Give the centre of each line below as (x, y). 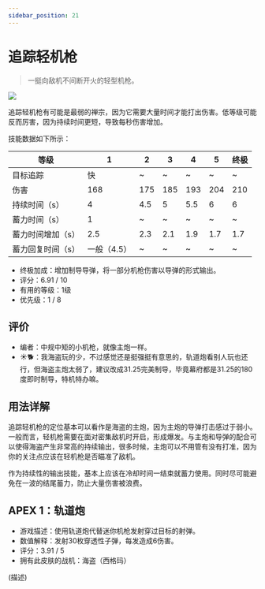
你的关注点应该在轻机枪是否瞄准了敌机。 (74, 457)
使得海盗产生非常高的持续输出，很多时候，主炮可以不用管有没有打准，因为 (136, 447)
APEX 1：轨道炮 (47, 511)
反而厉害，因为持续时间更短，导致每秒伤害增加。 (88, 121)
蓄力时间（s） (38, 219)
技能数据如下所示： (39, 138)
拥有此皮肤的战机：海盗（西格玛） (75, 560)
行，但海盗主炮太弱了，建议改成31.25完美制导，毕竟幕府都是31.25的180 (136, 369)
